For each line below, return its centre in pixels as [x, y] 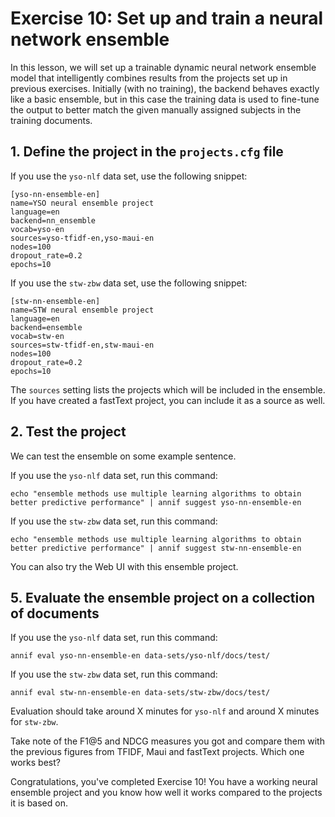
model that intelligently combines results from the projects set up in [149, 78]
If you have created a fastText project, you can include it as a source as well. [168, 400]
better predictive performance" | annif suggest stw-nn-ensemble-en [156, 548]
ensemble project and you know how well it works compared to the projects [166, 793]
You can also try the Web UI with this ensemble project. [124, 566]
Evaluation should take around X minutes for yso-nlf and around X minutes [165, 711]
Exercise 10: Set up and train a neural [167, 18]
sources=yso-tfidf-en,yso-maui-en [82, 238]
